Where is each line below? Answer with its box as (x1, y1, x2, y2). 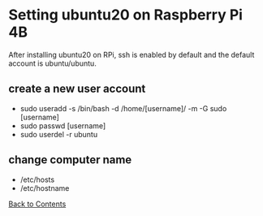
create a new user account (8, 82, 146, 96)
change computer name (8, 153, 132, 167)
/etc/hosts (19, 175, 55, 184)
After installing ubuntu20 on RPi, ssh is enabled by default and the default (8, 50, 255, 59)
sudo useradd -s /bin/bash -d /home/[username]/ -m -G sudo (19, 103, 227, 113)
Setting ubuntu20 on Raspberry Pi (8, 6, 244, 24)
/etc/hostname (19, 183, 70, 192)
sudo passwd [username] (19, 120, 106, 131)
